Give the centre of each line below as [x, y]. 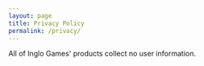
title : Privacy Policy [46, 23]
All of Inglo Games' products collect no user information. [102, 54]
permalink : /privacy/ [45, 31]
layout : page [30, 16]
